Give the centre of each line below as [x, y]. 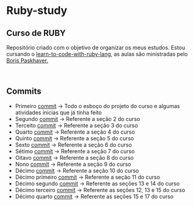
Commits [24, 91]
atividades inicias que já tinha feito [58, 112]
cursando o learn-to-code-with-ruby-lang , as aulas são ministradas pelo [97, 54]
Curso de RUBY [36, 33]
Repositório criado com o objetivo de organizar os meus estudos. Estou [96, 47]
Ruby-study [37, 11]
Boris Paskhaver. [27, 60]
